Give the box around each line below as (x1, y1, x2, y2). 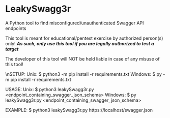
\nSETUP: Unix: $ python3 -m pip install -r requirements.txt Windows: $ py (5, 71, 162, 77)
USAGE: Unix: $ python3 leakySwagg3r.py (5, 86, 94, 92)
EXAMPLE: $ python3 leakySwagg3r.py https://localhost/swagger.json (5, 107, 153, 113)
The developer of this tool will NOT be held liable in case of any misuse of (5, 55, 160, 62)
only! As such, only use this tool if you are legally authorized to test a (5, 40, 154, 46)
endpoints (5, 25, 26, 31)
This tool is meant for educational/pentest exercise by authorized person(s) (5, 35, 163, 41)
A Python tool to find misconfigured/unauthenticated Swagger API (5, 20, 144, 26)
